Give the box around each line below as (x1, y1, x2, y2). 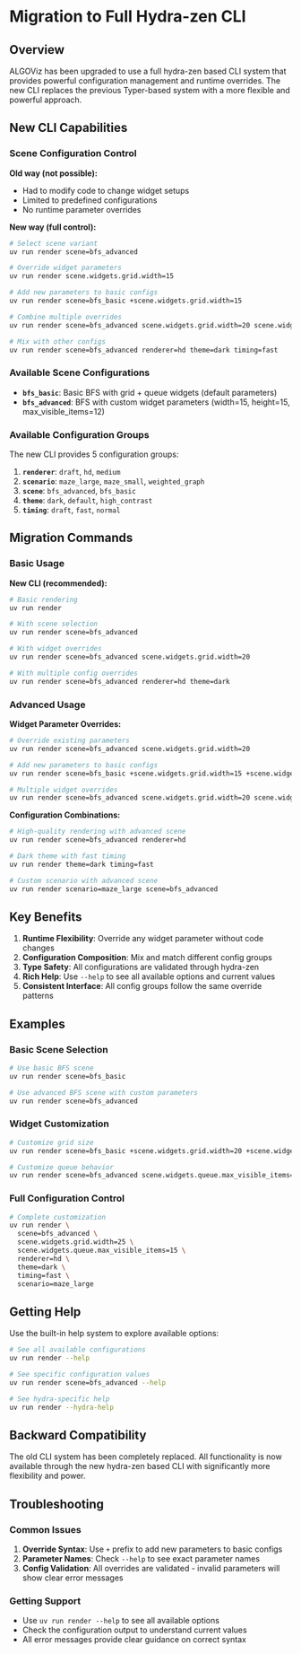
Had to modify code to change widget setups (21, 185, 190, 196)
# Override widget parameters (9, 263, 123, 273)
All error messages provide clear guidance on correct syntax (21, 1634, 246, 1645)
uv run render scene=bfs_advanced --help (9, 1378, 167, 1387)
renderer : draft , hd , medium (21, 467, 121, 477)
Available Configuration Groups (9, 428, 150, 441)
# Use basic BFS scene (9, 1063, 94, 1073)
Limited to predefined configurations (21, 195, 158, 206)
